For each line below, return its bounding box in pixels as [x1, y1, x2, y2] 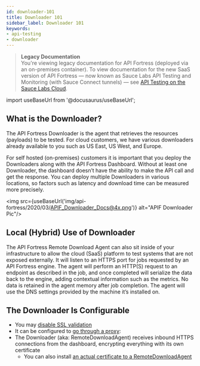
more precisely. [6, 186, 45, 193]
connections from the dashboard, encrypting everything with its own [14, 340, 184, 347]
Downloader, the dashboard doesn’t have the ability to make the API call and [6, 167, 194, 174]
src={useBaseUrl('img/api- [20, 197, 87, 204]
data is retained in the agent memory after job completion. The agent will [6, 282, 185, 289]
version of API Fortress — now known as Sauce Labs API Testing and [20, 72, 191, 79]
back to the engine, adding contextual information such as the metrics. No [6, 275, 189, 282]
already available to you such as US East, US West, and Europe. [6, 142, 163, 150]
